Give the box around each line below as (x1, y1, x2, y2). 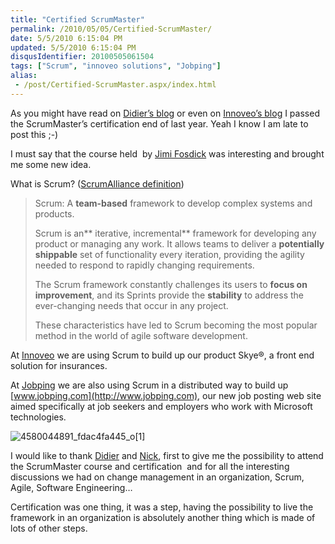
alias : (10, 71, 38, 81)
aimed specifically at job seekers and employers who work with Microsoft (10, 400, 313, 412)
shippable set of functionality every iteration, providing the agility (34, 248, 305, 260)
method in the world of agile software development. (34, 329, 248, 341)
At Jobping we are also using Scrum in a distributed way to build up (10, 379, 289, 391)
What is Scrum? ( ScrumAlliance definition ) (10, 177, 185, 190)
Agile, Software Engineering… (10, 481, 133, 493)
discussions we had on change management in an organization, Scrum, (10, 471, 305, 483)
